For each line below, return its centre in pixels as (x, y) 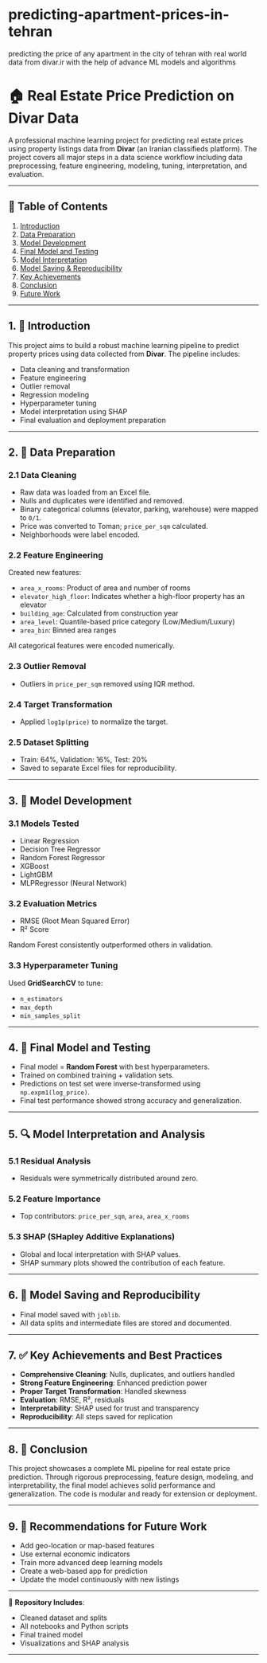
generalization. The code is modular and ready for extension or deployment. (133, 1494)
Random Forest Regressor (62, 858)
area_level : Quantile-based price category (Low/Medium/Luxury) (128, 622)
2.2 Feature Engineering (56, 555)
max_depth (36, 1008)
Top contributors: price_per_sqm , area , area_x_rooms (104, 1216)
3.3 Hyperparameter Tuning (63, 965)
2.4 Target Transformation (60, 704)
